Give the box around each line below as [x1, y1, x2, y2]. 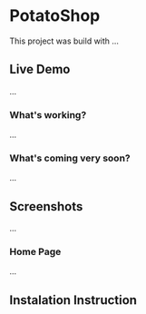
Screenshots [9, 199, 83, 214]
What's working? [9, 108, 87, 121]
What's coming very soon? [9, 152, 131, 164]
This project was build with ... [9, 35, 120, 46]
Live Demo [9, 62, 71, 77]
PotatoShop [9, 5, 101, 26]
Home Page [9, 246, 62, 259]
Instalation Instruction [9, 292, 138, 308]
